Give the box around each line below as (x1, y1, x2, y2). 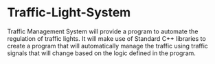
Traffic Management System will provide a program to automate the (7, 27, 199, 35)
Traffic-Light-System (7, 5, 131, 20)
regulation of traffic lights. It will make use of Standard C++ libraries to (7, 34, 206, 42)
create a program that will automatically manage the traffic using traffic (7, 42, 208, 50)
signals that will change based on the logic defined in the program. (7, 49, 196, 57)
